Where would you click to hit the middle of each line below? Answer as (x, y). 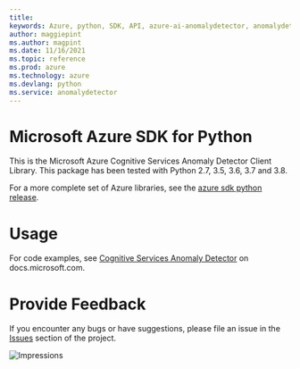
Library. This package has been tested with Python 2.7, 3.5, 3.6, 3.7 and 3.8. (149, 171)
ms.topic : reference (48, 59)
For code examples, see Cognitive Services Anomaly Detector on (129, 258)
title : (21, 17)
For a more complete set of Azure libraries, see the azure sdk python (136, 188)
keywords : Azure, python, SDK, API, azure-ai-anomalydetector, (129, 26)
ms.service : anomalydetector (63, 92)
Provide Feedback (78, 304)
